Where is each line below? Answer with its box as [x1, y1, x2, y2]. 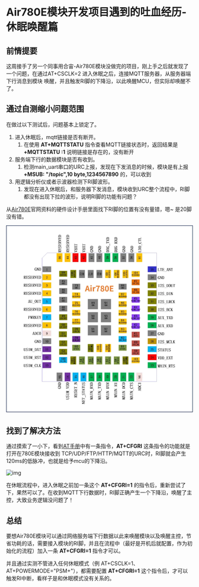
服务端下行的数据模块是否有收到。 [14, 156, 98, 163]
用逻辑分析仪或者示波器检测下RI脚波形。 [14, 178, 114, 185]
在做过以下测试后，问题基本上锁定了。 [6, 121, 99, 128]
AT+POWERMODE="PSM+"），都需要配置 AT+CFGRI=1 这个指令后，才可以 [6, 567, 188, 575]
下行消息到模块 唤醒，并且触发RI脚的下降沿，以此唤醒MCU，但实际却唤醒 [6, 78, 185, 84]
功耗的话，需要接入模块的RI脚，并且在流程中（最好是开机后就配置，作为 [11, 540, 188, 547]
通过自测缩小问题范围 [6, 104, 84, 114]
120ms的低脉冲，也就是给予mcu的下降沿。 [6, 457, 111, 465]
